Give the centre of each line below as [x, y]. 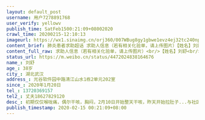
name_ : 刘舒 [20, 62]
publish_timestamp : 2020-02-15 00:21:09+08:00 [67, 108]
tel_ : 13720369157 [30, 91]
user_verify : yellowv [34, 23]
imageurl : [19, 40]
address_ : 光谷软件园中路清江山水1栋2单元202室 [61, 79]
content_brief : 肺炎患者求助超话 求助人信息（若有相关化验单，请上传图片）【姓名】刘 [102, 46]
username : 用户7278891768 [38, 18]
